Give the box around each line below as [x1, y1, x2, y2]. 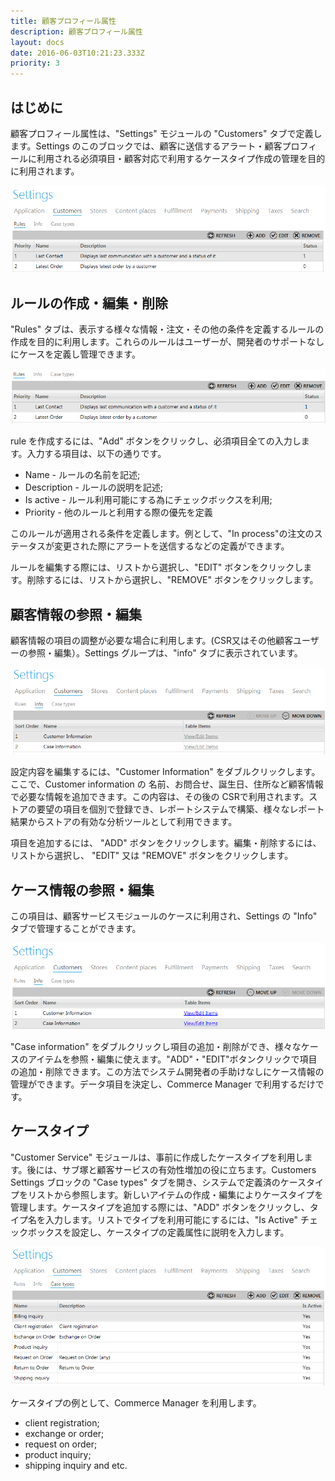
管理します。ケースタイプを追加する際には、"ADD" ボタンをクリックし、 [10, 1201, 310, 1213]
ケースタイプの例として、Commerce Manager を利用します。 [10, 1397, 262, 1409]
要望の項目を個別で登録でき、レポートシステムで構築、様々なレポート [36, 803, 325, 815]
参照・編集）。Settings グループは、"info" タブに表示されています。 [27, 647, 303, 659]
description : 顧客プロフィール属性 [10, 26, 143, 37]
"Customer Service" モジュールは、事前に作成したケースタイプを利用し [10, 1151, 305, 1163]
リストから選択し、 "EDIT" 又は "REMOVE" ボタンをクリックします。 [10, 850, 294, 862]
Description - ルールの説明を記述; [24, 481, 163, 494]
